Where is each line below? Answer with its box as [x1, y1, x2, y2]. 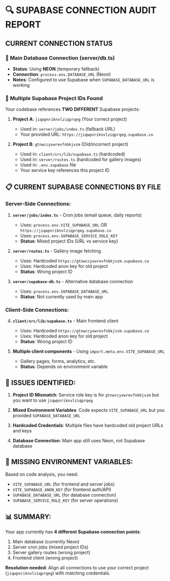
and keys [12, 427, 32, 434]
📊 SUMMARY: [5, 512, 52, 522]
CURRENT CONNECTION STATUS [5, 39, 113, 48]
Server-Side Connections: [5, 200, 71, 207]
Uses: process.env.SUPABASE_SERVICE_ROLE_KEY [20, 232, 118, 238]
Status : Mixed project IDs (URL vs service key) [20, 238, 118, 244]
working [12, 82, 30, 88]
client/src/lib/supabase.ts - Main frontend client [12, 318, 119, 324]
